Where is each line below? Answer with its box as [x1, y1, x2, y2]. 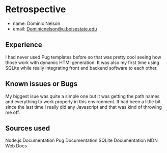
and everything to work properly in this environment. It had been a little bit [5, 98, 161, 105]
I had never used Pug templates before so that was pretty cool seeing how [5, 54, 161, 60]
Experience [5, 41, 42, 49]
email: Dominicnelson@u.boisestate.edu [12, 25, 97, 32]
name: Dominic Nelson [12, 20, 61, 26]
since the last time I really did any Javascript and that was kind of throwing [5, 104, 162, 110]
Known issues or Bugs [5, 80, 78, 88]
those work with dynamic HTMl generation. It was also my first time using [5, 59, 159, 66]
